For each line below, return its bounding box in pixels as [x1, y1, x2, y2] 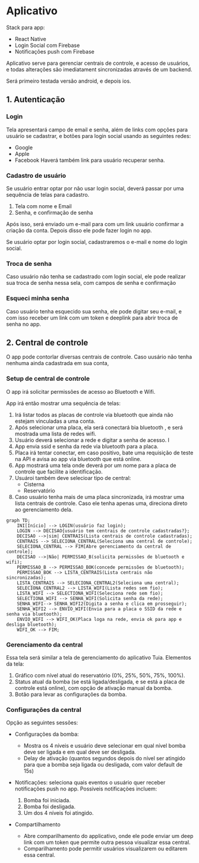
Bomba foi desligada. [23, 803, 76, 810]
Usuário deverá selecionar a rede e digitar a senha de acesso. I [14, 436, 170, 444]
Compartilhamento [14, 821, 61, 828]
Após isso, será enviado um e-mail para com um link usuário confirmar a [6, 220, 184, 227]
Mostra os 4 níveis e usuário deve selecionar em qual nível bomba [23, 742, 186, 749]
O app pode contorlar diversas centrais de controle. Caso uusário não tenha [6, 353, 192, 360]
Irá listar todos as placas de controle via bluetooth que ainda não [14, 411, 173, 418]
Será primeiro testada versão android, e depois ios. [6, 77, 132, 84]
